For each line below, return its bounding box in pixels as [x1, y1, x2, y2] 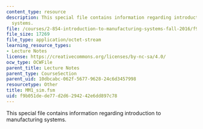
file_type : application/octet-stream [6, 37, 101, 43]
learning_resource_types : [6, 43, 71, 49]
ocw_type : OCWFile [6, 59, 53, 65]
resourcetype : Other [6, 82, 59, 88]
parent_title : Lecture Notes [6, 64, 80, 71]
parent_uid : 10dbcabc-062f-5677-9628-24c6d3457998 [6, 76, 137, 82]
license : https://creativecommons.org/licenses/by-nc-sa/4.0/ [6, 54, 166, 60]
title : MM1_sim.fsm [6, 87, 56, 93]
